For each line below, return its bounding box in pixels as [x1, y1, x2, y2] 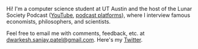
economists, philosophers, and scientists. [6, 18, 111, 25]
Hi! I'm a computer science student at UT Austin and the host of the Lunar [6, 5, 193, 12]
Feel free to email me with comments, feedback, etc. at [6, 30, 145, 37]
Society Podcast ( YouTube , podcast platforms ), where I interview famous [6, 11, 191, 19]
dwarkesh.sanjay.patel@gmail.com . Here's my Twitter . [6, 36, 143, 43]
